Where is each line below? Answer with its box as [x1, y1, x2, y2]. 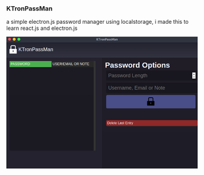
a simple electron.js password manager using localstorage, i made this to [6, 18, 189, 26]
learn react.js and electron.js [6, 24, 78, 32]
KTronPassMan [6, 4, 53, 13]
